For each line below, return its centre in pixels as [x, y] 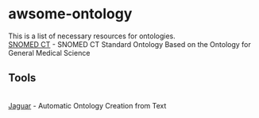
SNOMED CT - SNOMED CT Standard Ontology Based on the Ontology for [130, 44]
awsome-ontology [70, 14]
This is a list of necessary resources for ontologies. [92, 36]
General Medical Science [49, 53]
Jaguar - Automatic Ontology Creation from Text [87, 105]
